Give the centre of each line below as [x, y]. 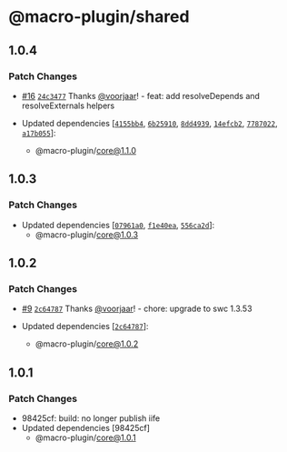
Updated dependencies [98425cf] [86, 427]
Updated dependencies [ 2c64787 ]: [85, 326]
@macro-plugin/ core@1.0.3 [86, 235]
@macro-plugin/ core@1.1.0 [86, 150]
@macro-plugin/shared [99, 17]
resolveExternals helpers [68, 105]
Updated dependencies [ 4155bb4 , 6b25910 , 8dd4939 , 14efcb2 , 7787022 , [149, 123]
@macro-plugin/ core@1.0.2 [87, 344]
